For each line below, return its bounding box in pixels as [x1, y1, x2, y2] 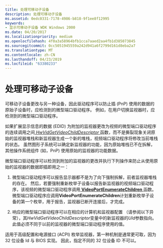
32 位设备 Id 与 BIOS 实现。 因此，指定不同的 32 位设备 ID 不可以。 [5, 238, 139, 244]
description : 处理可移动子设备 [5, 12, 63, 17]
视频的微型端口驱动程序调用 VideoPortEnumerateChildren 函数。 [25, 187, 157, 193]
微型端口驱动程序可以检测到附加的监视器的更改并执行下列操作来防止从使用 [5, 158, 154, 164]
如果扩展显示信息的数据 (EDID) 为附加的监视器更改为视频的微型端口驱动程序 [5, 124, 157, 129]
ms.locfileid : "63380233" [5, 61, 57, 66]
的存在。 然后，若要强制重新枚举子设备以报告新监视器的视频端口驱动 [12, 180, 149, 186]
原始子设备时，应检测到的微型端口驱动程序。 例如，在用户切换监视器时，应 [5, 107, 155, 113]
